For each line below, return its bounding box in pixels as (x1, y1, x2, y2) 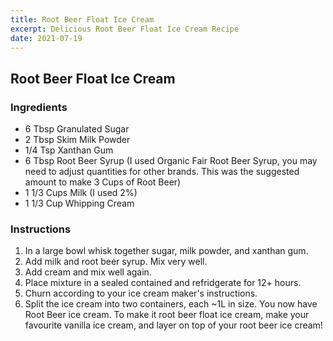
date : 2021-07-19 (10, 33, 83, 43)
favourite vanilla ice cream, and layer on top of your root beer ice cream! (24, 319, 323, 331)
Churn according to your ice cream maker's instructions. (24, 287, 258, 300)
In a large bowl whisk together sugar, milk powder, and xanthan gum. (24, 245, 309, 257)
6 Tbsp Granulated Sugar (24, 123, 130, 135)
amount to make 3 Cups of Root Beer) (24, 176, 182, 188)
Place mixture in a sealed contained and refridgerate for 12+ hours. (24, 277, 302, 289)
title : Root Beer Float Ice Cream (10, 14, 155, 25)
